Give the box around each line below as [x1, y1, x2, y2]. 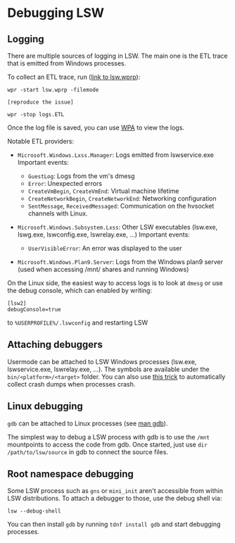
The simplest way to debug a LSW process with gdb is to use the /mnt [7, 432, 210, 441]
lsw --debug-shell [7, 508, 61, 515]
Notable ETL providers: [7, 137, 75, 145]
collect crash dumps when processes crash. [7, 380, 136, 388]
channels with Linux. [27, 209, 88, 218]
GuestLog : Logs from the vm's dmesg [27, 172, 135, 180]
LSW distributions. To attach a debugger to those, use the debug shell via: [7, 494, 222, 503]
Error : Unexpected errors [27, 180, 103, 187]
